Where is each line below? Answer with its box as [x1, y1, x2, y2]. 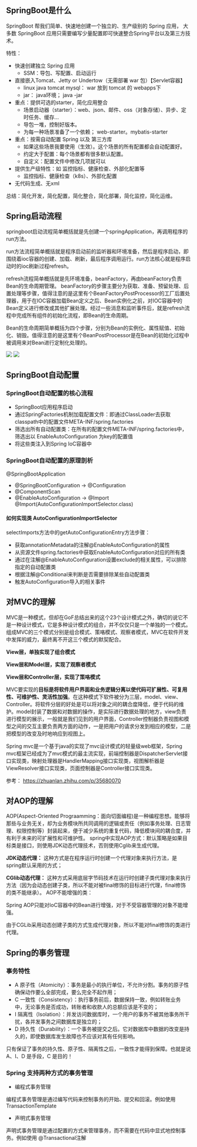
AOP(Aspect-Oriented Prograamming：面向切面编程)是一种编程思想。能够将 [6, 813, 191, 820]
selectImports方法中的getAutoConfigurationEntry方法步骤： [6, 528, 151, 536]
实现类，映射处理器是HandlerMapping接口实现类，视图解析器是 [11, 757, 165, 764]
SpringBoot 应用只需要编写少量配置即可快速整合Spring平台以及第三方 [17, 29, 186, 36]
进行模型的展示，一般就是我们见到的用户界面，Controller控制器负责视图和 [6, 715, 185, 722]
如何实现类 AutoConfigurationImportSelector [6, 514, 117, 522]
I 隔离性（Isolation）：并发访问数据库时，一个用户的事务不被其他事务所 [14, 1011, 185, 1018]
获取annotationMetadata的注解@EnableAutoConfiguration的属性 [14, 541, 170, 548]
